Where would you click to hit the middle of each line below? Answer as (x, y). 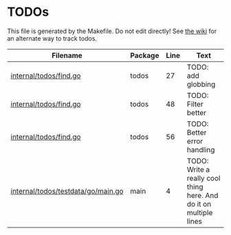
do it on (199, 204)
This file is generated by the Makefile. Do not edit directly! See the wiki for (112, 31)
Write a (198, 170)
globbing (201, 84)
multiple (200, 212)
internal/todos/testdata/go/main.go (67, 191)
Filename (67, 55)
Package (145, 55)
